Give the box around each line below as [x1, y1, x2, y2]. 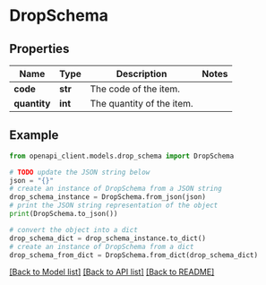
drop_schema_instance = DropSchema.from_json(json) [9, 193, 206, 202]
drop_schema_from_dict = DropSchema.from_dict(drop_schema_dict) [9, 250, 258, 260]
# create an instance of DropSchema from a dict [9, 242, 194, 251]
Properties [9, 41, 70, 56]
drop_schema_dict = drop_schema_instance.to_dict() [9, 234, 206, 243]
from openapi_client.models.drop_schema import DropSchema [9, 151, 235, 160]
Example [9, 127, 59, 143]
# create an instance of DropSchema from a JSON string [9, 185, 222, 194]
